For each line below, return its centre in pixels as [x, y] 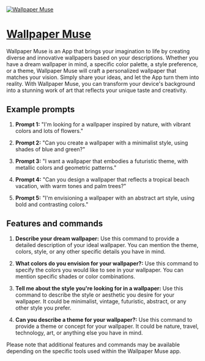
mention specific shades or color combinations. [75, 276]
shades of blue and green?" [50, 149]
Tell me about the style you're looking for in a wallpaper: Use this [99, 288]
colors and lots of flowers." [49, 131]
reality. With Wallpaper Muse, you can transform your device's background [101, 83]
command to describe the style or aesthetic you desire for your [95, 295]
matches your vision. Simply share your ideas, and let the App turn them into [103, 77]
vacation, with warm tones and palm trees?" [71, 186]
